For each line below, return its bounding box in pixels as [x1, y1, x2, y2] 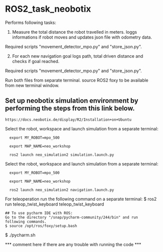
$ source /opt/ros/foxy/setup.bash [5, 223, 77, 228]
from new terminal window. [5, 82, 59, 88]
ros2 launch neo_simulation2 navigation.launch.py [9, 187, 114, 192]
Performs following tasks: [5, 20, 56, 25]
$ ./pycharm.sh [5, 232, 36, 238]
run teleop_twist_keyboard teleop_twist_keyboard [5, 201, 105, 207]
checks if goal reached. [12, 58, 60, 64]
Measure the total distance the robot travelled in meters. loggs [12, 29, 137, 35]
